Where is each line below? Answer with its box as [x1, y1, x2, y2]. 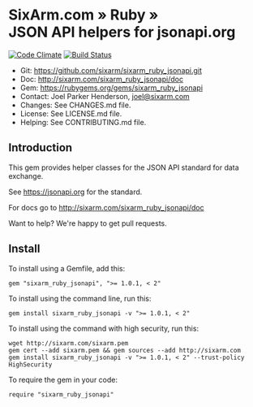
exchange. [8, 171, 44, 180]
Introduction [8, 141, 73, 155]
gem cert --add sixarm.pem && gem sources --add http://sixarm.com [8, 346, 242, 354]
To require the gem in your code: [8, 375, 118, 384]
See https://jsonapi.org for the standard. [8, 187, 143, 197]
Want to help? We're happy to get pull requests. [8, 218, 168, 228]
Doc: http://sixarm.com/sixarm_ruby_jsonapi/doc [19, 74, 184, 84]
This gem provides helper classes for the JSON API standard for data [8, 162, 239, 172]
